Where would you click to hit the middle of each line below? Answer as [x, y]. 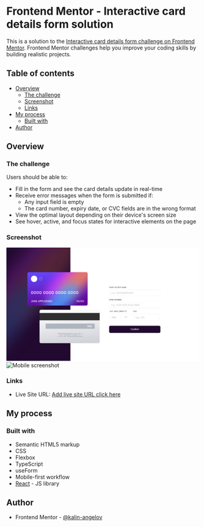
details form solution [60, 24]
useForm [26, 470]
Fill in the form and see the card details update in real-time [89, 189]
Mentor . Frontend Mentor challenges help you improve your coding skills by [101, 48]
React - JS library [37, 483]
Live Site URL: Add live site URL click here [68, 394]
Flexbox [25, 457]
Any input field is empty [54, 202]
